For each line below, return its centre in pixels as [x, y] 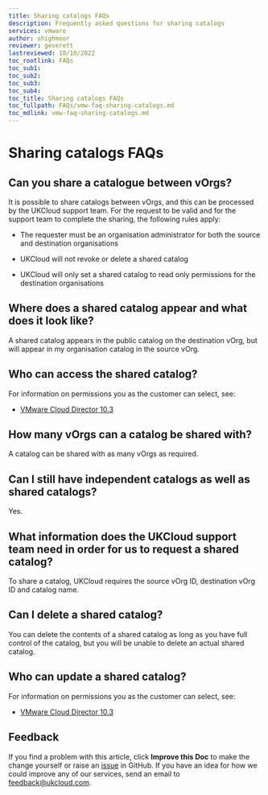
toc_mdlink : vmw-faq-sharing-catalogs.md [79, 114]
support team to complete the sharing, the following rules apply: [115, 219]
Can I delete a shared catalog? [86, 615]
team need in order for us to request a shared [124, 549]
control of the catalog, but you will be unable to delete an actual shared [126, 643]
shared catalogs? [53, 492]
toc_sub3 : [25, 83]
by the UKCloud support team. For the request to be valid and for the [122, 211]
